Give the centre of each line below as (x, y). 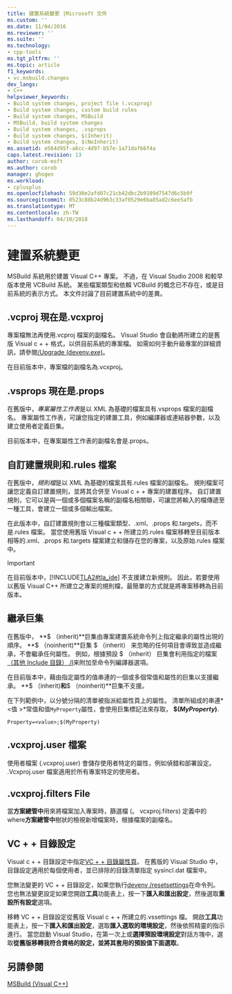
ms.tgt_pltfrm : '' (33, 59)
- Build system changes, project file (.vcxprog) (80, 104)
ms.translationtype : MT (41, 207)
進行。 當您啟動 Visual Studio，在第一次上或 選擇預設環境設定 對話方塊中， (112, 935)
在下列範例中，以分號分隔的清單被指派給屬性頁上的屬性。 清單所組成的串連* (115, 700)
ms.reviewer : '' (30, 33)
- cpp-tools (24, 53)
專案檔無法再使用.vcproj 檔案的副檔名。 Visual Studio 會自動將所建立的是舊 (114, 335)
